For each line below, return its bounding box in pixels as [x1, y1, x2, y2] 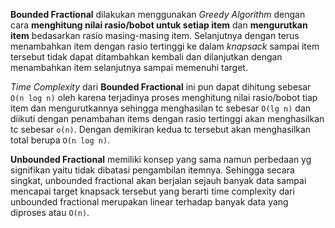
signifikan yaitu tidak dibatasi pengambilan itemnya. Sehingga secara [10, 164, 295, 176]
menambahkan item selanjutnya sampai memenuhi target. [10, 62, 248, 73]
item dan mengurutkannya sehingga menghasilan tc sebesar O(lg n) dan [10, 102, 312, 114]
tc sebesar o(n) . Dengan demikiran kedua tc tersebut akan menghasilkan [10, 124, 312, 135]
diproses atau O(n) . [10, 207, 90, 218]
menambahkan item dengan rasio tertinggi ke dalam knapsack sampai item [10, 40, 320, 52]
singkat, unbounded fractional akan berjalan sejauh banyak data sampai [10, 175, 307, 186]
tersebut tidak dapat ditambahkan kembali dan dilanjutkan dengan [10, 51, 283, 63]
